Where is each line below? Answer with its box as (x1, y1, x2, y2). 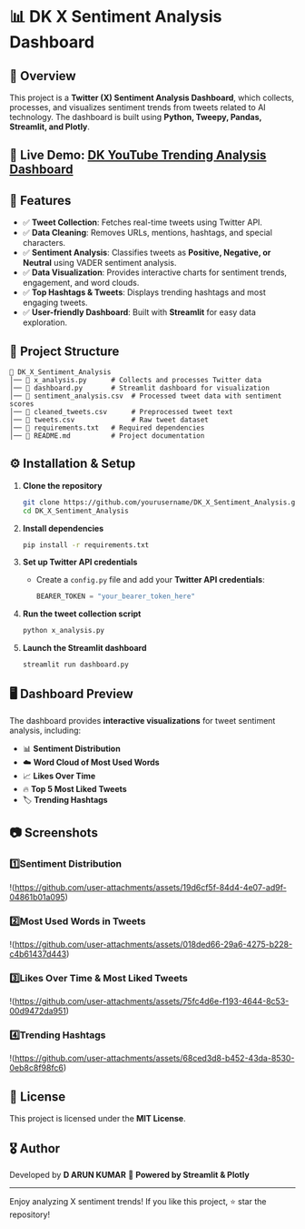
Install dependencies (22, 523, 104, 533)
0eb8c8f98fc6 (9, 1062, 64, 1073)
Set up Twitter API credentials (22, 556, 138, 568)
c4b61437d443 (9, 948, 67, 960)
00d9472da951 (9, 1006, 66, 1017)
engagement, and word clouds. (22, 278, 140, 289)
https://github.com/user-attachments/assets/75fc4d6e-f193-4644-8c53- (15, 996, 290, 1007)
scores (9, 400, 34, 409)
